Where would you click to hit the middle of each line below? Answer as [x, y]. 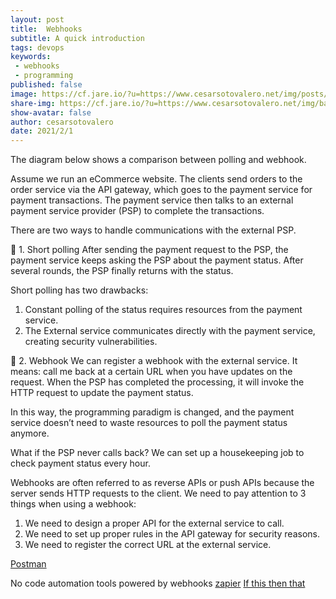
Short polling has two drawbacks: [79, 290]
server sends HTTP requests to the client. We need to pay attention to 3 [158, 493]
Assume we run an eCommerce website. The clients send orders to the [156, 179]
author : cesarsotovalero [62, 122]
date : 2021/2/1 [42, 131]
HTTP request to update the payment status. [102, 393]
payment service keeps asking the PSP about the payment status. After [157, 260]
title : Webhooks [46, 29]
